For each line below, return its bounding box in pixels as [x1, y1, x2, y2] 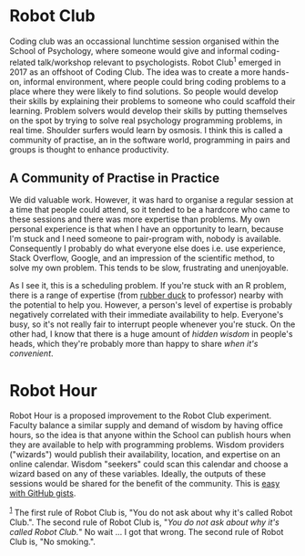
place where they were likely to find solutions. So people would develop [9, 86, 280, 97]
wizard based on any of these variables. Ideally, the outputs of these [9, 468, 267, 479]
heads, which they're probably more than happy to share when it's [9, 339, 259, 350]
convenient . [9, 348, 54, 359]
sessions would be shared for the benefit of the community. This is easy [9, 478, 280, 489]
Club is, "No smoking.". [9, 536, 96, 547]
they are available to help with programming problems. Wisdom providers [9, 439, 285, 450]
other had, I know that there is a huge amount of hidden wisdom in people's [9, 329, 293, 340]
